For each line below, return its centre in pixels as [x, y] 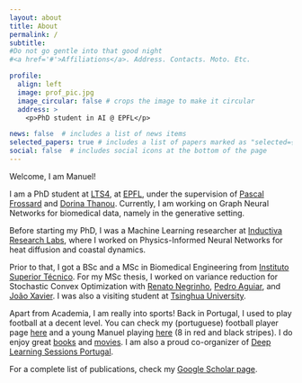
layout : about [36, 18]
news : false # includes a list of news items [98, 134]
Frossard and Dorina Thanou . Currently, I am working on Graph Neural [139, 203]
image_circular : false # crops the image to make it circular [136, 101]
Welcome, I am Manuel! [53, 176]
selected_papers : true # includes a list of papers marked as [128, 142]
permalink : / [34, 34]
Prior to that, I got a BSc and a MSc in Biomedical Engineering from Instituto [149, 267]
